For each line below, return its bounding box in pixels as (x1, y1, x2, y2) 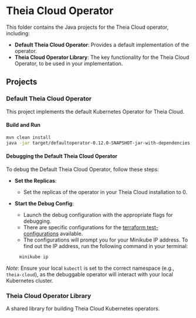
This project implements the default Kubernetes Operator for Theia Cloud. (6, 108, 185, 115)
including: (6, 29, 31, 36)
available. (59, 230, 83, 237)
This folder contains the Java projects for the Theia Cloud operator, (6, 24, 169, 31)
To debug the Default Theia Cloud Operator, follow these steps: (6, 166, 160, 173)
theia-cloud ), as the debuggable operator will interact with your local (6, 270, 173, 277)
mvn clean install (6, 134, 51, 140)
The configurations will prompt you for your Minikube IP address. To (23, 236, 188, 243)
